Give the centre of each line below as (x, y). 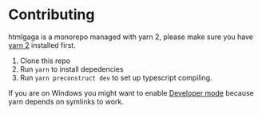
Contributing (52, 15)
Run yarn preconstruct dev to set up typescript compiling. (116, 77)
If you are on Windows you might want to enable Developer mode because (131, 92)
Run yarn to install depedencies (71, 69)
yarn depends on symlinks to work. (66, 101)
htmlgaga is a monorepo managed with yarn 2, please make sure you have (131, 37)
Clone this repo (45, 61)
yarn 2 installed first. (42, 45)
